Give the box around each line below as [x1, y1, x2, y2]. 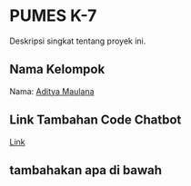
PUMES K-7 [9, 5, 97, 26]
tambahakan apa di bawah [9, 162, 162, 178]
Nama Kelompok [9, 62, 106, 77]
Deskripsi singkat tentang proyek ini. [9, 35, 146, 46]
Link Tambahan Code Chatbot [9, 113, 182, 128]
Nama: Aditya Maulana [9, 85, 95, 96]
